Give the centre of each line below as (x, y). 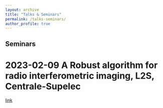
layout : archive (22, 10)
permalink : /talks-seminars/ (36, 19)
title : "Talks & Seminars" (33, 14)
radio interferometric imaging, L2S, (80, 76)
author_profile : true (28, 24)
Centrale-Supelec (43, 86)
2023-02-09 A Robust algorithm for (81, 65)
